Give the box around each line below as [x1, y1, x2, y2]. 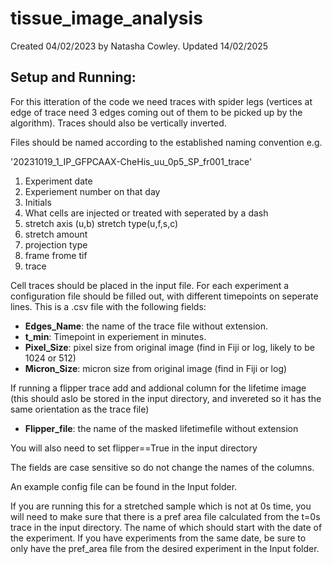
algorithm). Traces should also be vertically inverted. [10, 117, 227, 129]
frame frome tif [24, 249, 88, 261]
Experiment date [24, 175, 93, 187]
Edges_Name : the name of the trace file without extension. [24, 320, 269, 332]
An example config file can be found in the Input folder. [10, 480, 238, 492]
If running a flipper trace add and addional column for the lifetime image [10, 382, 307, 394]
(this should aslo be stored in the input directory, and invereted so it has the [10, 392, 322, 404]
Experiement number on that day [24, 185, 161, 197]
